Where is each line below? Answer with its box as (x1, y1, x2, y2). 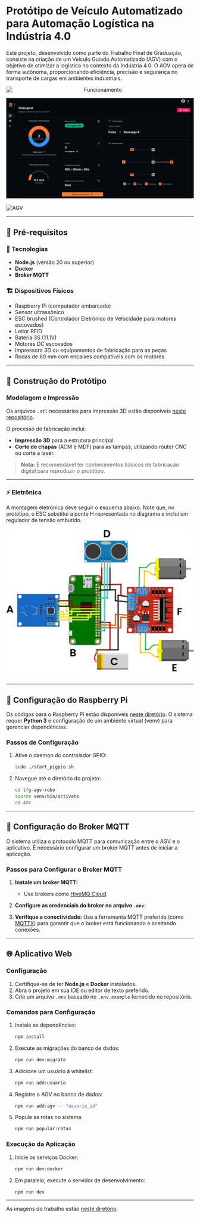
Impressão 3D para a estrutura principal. (14, 436, 115, 444)
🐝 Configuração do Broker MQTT (6, 822, 130, 832)
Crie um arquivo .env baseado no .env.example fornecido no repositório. (14, 993, 192, 1000)
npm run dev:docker (14, 1166, 64, 1172)
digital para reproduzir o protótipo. (20, 467, 105, 475)
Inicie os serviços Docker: (14, 1154, 79, 1161)
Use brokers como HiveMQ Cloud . (23, 890, 108, 897)
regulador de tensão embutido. (6, 517, 82, 524)
